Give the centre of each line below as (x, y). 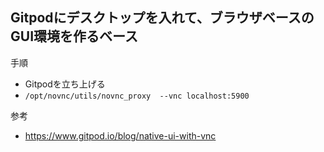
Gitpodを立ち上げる (65, 84)
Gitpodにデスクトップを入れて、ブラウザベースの (162, 18)
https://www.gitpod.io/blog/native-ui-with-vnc (120, 135)
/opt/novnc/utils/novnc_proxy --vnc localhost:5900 (137, 96)
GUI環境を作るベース (74, 36)
